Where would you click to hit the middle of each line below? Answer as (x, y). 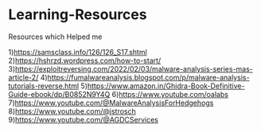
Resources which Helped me (55, 37)
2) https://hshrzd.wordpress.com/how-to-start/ (85, 60)
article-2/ (23, 77)
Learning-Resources (78, 15)
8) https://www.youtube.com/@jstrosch (72, 111)
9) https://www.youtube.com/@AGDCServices (84, 119)
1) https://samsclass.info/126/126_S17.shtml (78, 52)
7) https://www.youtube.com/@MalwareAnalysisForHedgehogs (111, 103)
